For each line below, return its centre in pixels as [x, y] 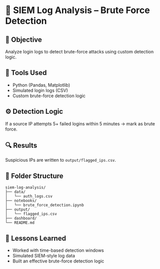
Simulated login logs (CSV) [40, 90]
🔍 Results [21, 146]
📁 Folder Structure [34, 176]
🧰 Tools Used [26, 73]
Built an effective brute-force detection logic [58, 261]
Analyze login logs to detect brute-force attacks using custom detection [79, 52]
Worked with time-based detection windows [58, 250]
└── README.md [20, 223]
